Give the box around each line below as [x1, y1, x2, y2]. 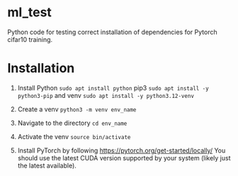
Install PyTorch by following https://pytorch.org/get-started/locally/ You [17, 146, 226, 155]
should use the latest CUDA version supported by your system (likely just [17, 153, 231, 162]
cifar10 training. [7, 35, 53, 43]
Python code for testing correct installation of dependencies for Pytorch [7, 28, 217, 36]
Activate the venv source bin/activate [17, 132, 131, 141]
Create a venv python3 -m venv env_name [17, 104, 137, 114]
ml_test [7, 4, 52, 21]
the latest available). [17, 161, 76, 170]
